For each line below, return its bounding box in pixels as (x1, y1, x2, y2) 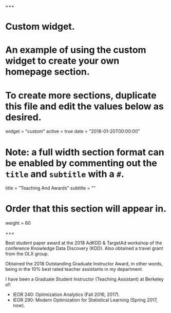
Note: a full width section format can (5, 146, 164, 158)
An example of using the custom (5, 44, 146, 56)
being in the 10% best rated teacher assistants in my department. (5, 266, 143, 272)
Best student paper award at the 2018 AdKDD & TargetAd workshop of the (5, 240, 163, 246)
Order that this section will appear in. (5, 203, 167, 214)
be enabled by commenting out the (5, 157, 158, 169)
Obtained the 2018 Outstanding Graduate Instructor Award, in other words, (5, 261, 163, 267)
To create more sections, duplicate (5, 89, 157, 101)
